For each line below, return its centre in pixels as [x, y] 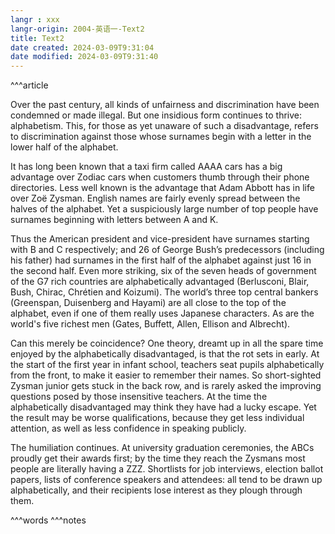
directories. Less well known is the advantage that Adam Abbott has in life [162, 188]
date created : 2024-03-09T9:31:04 [82, 47]
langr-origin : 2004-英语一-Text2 [77, 29]
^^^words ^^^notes [48, 520]
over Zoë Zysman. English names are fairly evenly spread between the [155, 198]
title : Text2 [37, 38]
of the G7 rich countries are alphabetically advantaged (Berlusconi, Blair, [160, 282]
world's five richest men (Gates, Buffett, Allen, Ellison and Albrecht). [150, 324]
